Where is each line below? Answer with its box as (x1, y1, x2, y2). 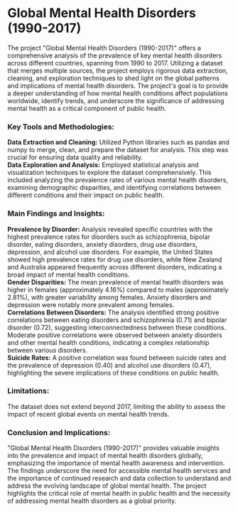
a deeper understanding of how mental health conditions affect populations (7, 89, 229, 97)
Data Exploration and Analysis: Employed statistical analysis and (7, 161, 199, 169)
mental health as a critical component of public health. (7, 104, 167, 112)
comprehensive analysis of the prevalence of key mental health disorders (7, 51, 222, 60)
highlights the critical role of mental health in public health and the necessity (7, 489, 231, 498)
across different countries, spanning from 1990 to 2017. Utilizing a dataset (7, 58, 223, 67)
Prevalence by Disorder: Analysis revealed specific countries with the (7, 225, 213, 233)
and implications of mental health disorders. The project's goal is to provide (7, 81, 229, 90)
